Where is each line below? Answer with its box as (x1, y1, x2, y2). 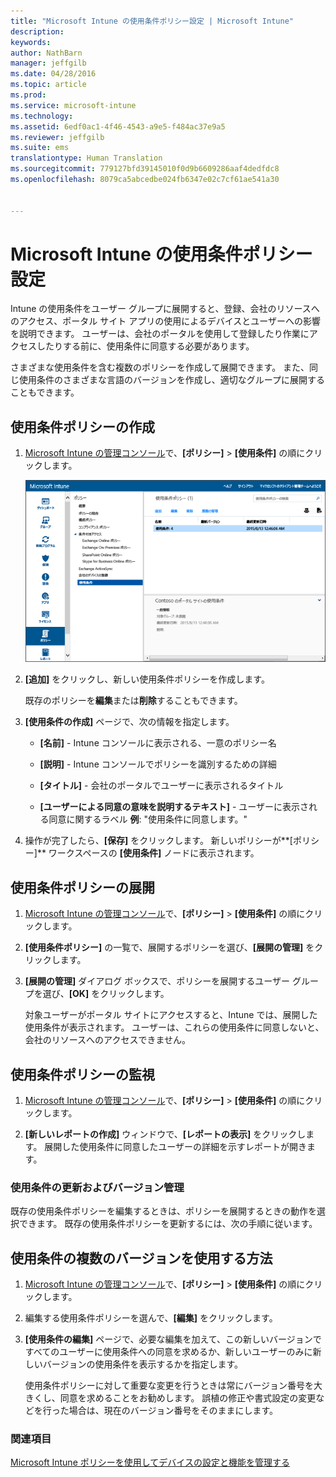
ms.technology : (10, 111, 74, 121)
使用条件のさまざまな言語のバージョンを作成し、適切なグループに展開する (18, 374, 325, 386)
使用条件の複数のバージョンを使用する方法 (10, 1250, 273, 1267)
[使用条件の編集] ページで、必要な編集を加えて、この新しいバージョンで (24, 1333, 322, 1345)
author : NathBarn (10, 48, 83, 58)
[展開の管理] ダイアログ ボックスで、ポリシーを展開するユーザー (24, 975, 290, 987)
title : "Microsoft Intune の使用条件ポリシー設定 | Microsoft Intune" (10, 16, 294, 26)
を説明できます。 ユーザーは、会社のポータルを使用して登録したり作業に (10, 328, 310, 340)
